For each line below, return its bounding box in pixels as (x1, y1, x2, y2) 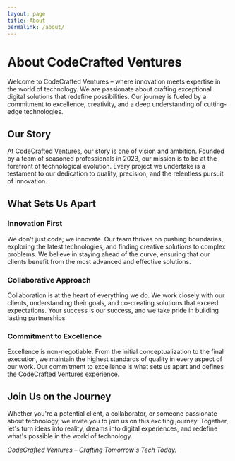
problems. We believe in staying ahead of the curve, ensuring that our (7, 249, 210, 258)
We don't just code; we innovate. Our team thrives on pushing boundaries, (7, 234, 224, 243)
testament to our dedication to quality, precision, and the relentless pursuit (7, 169, 224, 178)
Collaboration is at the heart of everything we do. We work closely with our (7, 291, 225, 300)
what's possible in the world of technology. (7, 432, 133, 440)
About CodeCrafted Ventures (7, 54, 182, 70)
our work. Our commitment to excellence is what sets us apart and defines (7, 363, 224, 371)
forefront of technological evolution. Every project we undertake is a (7, 162, 206, 171)
